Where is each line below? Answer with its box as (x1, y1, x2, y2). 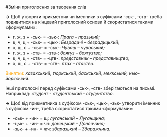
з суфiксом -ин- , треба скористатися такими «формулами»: (5, 106, 134, 111)
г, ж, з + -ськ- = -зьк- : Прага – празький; (12, 34, 100, 40)
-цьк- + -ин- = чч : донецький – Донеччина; (12, 121, 105, 126)
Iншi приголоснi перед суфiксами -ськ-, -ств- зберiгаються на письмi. (5, 85, 156, 91)
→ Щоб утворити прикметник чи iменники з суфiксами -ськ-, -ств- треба (5, 14, 162, 19)
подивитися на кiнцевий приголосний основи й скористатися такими (5, 19, 154, 25)
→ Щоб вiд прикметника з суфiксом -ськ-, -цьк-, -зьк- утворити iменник (5, 100, 160, 106)
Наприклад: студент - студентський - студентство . (5, 91, 114, 96)
